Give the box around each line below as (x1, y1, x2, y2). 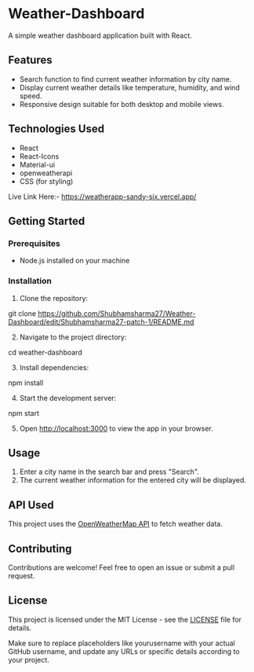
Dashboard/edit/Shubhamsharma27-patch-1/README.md (8, 317, 194, 326)
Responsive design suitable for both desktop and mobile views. (19, 99, 224, 108)
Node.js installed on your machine (19, 256, 130, 266)
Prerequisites (8, 237, 60, 248)
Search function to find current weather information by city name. (19, 74, 232, 83)
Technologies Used (8, 123, 104, 136)
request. (8, 571, 35, 580)
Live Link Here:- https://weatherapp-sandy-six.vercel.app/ (8, 192, 197, 201)
